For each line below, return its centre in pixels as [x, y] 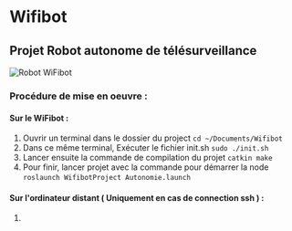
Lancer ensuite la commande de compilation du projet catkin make [147, 158]
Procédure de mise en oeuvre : [78, 96]
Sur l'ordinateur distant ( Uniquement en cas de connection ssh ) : [137, 197]
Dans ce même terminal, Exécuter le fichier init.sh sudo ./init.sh [146, 148]
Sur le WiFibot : [39, 118]
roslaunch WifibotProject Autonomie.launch [107, 178]
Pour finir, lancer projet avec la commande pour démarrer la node [146, 167]
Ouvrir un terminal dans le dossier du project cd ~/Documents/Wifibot [152, 138]
